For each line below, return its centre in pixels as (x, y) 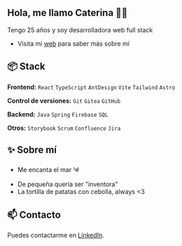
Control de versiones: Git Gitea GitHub (64, 101)
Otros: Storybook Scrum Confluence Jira (64, 128)
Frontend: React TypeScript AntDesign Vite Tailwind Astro (91, 87)
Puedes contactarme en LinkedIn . (56, 235)
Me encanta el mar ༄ (48, 170)
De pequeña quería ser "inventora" (68, 184)
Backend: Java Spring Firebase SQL (58, 114)
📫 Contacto (34, 215)
